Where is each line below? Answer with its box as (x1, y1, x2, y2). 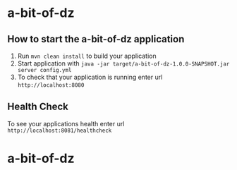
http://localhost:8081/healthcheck (7, 127, 112, 134)
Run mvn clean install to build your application (17, 51, 157, 60)
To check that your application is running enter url (17, 73, 163, 81)
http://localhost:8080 (17, 82, 85, 89)
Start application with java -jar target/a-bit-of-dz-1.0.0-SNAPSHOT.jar (17, 59, 230, 68)
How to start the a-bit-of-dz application (7, 33, 185, 45)
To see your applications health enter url (7, 119, 125, 128)
